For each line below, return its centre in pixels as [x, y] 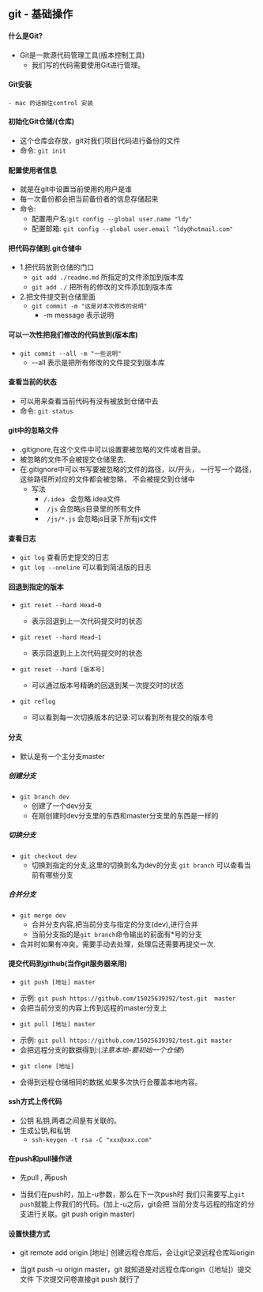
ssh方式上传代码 [35, 1101]
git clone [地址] [47, 1066]
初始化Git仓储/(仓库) [41, 122]
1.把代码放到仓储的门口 [57, 267]
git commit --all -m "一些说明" [70, 353]
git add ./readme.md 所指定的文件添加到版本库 [107, 277]
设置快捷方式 [29, 1233]
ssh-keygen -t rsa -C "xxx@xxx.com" [92, 1140]
